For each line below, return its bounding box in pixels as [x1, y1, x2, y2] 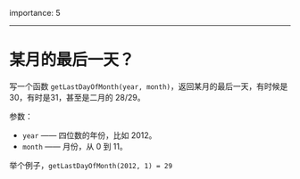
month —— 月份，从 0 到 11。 [21, 141, 128, 151]
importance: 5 [9, 8, 61, 18]
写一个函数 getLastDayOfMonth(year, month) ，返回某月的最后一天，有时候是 [9, 80, 288, 92]
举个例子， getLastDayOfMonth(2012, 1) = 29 [9, 159, 172, 170]
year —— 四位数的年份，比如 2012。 [21, 129, 157, 141]
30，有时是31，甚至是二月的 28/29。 [9, 92, 146, 102]
